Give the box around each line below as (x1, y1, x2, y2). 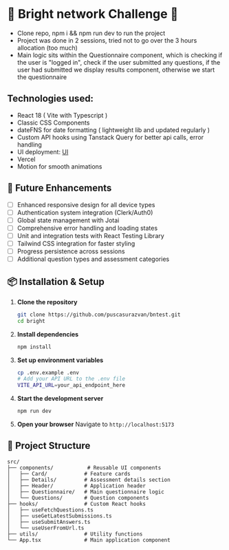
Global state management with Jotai (17, 216, 120, 224)
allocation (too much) (17, 43, 78, 52)
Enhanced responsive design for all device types (17, 200, 155, 209)
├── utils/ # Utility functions (7, 530, 143, 538)
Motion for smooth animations (17, 162, 102, 171)
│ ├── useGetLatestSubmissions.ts (7, 512, 112, 519)
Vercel (17, 155, 36, 163)
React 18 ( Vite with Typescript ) (17, 111, 108, 119)
